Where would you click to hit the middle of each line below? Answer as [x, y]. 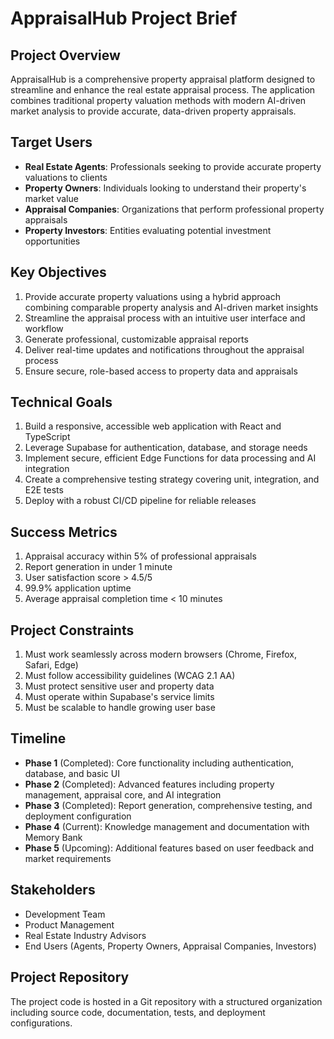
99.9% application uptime [78, 588]
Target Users [51, 142]
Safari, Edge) [51, 665]
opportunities [52, 241]
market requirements [68, 858]
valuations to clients [66, 177]
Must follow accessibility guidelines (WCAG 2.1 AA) [130, 676]
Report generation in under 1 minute [98, 567]
